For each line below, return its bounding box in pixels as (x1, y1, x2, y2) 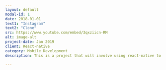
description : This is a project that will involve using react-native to (5, 53, 162, 58)
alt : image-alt (5, 35, 37, 40)
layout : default (5, 7, 39, 12)
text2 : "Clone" (5, 26, 37, 31)
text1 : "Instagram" (5, 21, 46, 26)
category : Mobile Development (5, 48, 68, 53)
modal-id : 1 (5, 12, 30, 17)
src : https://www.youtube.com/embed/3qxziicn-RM (5, 30, 108, 35)
